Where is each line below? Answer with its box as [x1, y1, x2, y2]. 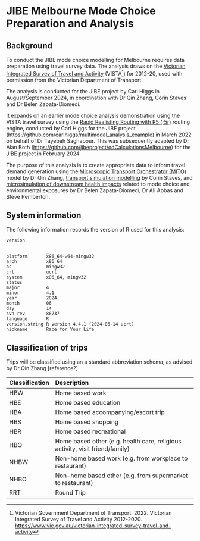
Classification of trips [6, 342, 88, 352]
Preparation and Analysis [6, 17, 134, 30]
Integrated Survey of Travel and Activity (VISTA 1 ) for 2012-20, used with [6, 69, 183, 77]
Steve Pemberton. [6, 193, 51, 200]
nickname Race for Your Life [6, 326, 95, 333]
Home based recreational [55, 427, 126, 436]
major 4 [6, 284, 49, 291]
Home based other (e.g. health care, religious [55, 437, 182, 446]
